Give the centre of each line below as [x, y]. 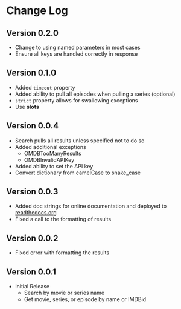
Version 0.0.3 [32, 192]
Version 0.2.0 [33, 33]
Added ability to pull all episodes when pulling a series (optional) [95, 94]
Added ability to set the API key [54, 166]
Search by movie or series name [64, 293]
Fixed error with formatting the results [62, 253]
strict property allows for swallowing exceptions [76, 100]
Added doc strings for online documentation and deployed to [91, 206]
